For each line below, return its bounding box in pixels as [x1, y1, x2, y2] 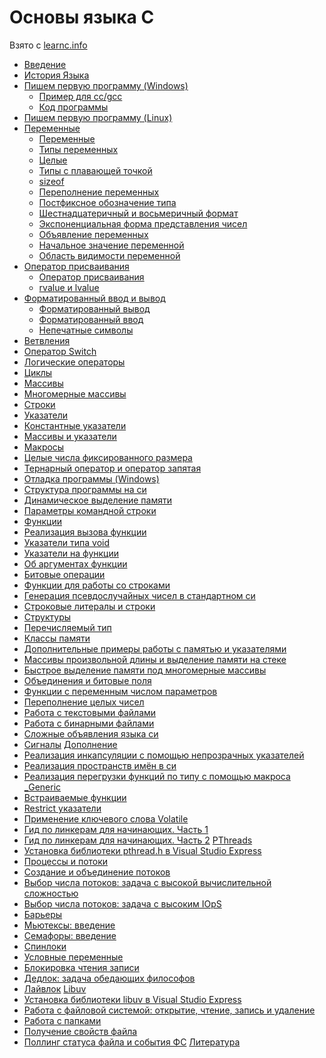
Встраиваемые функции [23, 791, 127, 803]
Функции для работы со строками [23, 579, 171, 591]
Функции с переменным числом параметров [23, 685, 218, 697]
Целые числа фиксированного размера [23, 451, 193, 463]
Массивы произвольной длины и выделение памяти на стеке [23, 653, 287, 665]
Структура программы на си [23, 483, 147, 495]
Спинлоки [23, 940, 67, 952]
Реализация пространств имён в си [23, 759, 177, 771]
